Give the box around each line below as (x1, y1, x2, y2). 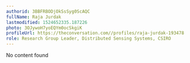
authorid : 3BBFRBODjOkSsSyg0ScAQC (6, 8, 91, 15)
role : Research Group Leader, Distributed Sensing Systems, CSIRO (6, 36, 171, 41)
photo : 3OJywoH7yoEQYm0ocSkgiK (6, 24, 82, 31)
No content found (6, 52, 49, 58)
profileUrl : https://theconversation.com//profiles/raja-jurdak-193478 (6, 30, 184, 36)
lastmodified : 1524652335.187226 (6, 19, 88, 25)
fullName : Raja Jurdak (6, 14, 61, 20)
